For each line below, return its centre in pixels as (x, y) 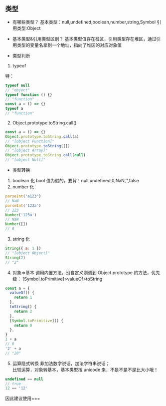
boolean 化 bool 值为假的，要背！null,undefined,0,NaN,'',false (76, 181)
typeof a (14, 109)
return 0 (23, 325)
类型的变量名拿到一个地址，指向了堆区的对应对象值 (69, 45)
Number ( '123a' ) (21, 215)
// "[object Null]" (25, 160)
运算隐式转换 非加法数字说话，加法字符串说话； (61, 363)
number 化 (23, 187)
